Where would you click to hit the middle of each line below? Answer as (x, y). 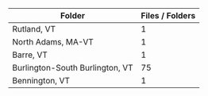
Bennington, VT (41, 81)
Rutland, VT (34, 29)
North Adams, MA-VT (53, 42)
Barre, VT (30, 55)
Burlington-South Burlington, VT (73, 68)
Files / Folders (168, 15)
